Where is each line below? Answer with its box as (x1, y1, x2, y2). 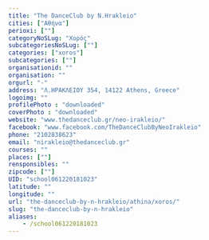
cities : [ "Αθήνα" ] (8, 19, 69, 27)
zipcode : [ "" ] (8, 168, 56, 176)
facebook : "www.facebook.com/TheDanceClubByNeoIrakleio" (8, 123, 202, 131)
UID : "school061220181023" (8, 175, 98, 184)
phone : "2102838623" (8, 130, 77, 138)
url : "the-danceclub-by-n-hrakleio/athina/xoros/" (8, 198, 180, 206)
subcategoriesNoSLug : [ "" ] (8, 42, 98, 50)
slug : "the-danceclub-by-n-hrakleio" (8, 205, 134, 213)
